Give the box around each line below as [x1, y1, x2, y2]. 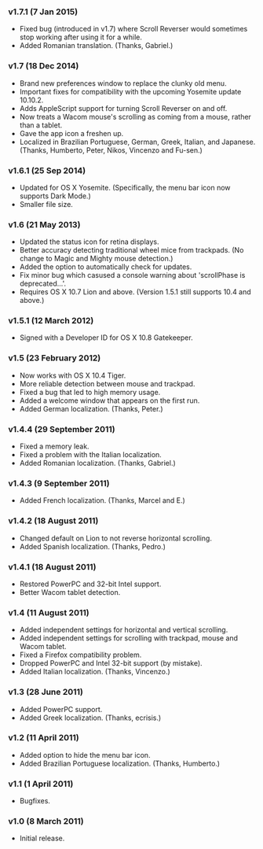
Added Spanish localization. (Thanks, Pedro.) [19, 541, 166, 551]
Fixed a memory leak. [19, 441, 89, 451]
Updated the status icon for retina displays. [19, 237, 159, 246]
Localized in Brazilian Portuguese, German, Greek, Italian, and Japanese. [19, 137, 256, 146]
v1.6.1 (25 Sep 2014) [8, 164, 86, 175]
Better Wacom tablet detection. [19, 587, 121, 596]
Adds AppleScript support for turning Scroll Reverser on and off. [19, 103, 228, 113]
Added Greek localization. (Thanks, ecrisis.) [19, 713, 162, 722]
